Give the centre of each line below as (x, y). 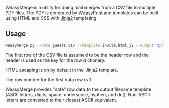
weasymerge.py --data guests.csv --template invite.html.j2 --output (80, 45)
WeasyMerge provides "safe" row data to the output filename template (78, 89)
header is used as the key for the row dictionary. (55, 60)
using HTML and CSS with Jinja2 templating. (52, 18)
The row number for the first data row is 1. (49, 79)
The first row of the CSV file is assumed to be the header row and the (77, 55)
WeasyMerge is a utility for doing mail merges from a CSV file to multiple (80, 7)
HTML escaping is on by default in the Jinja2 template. (62, 70)
